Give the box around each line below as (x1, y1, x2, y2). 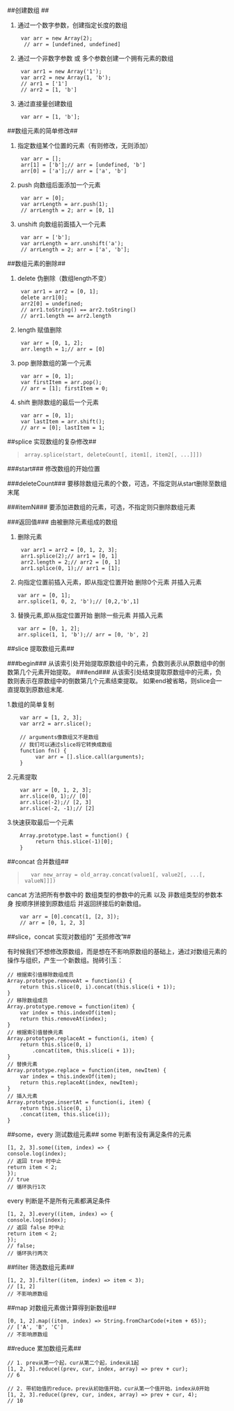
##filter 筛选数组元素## (7, 1263, 75, 1271)
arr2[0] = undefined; (20, 300, 84, 307)
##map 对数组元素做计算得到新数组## (7, 1303, 117, 1312)
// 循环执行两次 (7, 1250, 48, 1257)
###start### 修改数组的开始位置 (7, 465, 101, 473)
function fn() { (19, 747, 68, 754)
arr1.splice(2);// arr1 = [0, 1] (20, 553, 118, 560)
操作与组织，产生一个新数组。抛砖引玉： (7, 956, 123, 964)
